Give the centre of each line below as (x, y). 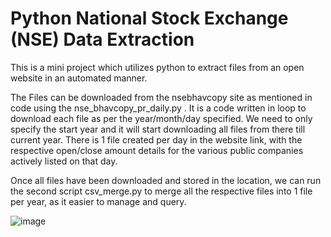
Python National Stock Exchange (149, 18)
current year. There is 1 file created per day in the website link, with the (156, 139)
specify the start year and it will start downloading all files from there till (158, 129)
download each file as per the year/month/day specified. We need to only (161, 118)
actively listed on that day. (64, 161)
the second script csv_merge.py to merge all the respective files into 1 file (161, 191)
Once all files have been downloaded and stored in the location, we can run (166, 180)
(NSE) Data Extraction (102, 39)
